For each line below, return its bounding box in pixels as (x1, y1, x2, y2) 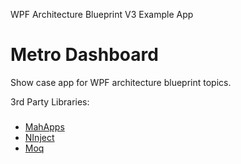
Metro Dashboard (10, 44, 159, 66)
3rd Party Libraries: (10, 95, 90, 108)
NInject (24, 131, 55, 143)
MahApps (24, 120, 65, 133)
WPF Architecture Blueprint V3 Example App (10, 9, 194, 20)
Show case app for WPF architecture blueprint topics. (10, 76, 232, 88)
